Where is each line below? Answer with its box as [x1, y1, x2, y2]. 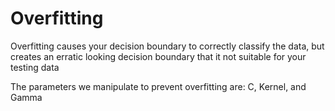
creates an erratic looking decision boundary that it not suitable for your [10, 50, 307, 62]
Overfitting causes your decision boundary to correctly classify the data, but [10, 40, 325, 52]
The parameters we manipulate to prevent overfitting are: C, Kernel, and [10, 80, 307, 92]
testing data [10, 61, 60, 73]
